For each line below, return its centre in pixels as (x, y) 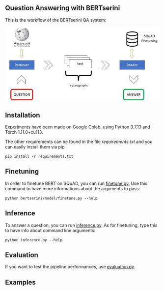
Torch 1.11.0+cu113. (24, 132)
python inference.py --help (34, 240)
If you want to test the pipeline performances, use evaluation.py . (70, 267)
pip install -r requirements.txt (39, 156)
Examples (20, 282)
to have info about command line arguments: (50, 230)
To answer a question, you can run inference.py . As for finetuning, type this (81, 225)
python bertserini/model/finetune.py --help (51, 198)
